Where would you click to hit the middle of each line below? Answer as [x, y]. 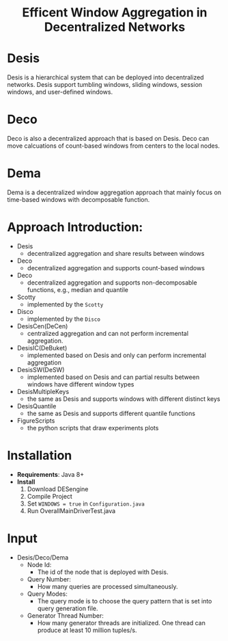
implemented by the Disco [64, 319]
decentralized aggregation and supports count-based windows [116, 267]
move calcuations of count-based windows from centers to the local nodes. [114, 146]
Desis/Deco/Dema [43, 557]
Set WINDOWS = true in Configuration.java [86, 503]
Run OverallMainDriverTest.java [71, 510]
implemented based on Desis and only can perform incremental [117, 355]
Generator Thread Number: [65, 615]
